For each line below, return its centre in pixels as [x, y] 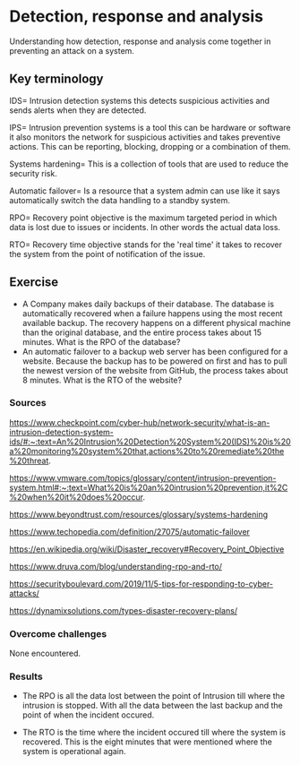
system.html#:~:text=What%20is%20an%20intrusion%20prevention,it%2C [149, 487]
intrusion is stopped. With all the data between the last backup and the [153, 706]
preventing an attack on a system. [72, 50]
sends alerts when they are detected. [78, 110]
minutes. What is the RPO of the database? [101, 341]
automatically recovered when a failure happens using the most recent [152, 313]
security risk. [34, 173]
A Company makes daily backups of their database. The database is [148, 304]
